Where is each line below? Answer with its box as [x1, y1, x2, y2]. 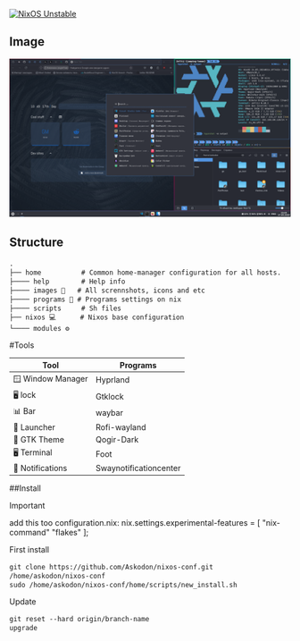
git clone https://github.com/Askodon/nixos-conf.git [9, 562, 214, 571]
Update [9, 595, 37, 607]
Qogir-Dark [95, 434, 139, 444]
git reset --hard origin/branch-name [9, 614, 150, 623]
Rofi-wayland [95, 421, 146, 433]
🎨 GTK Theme [12, 434, 65, 444]
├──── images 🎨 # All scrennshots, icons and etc [9, 286, 205, 295]
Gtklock [95, 391, 124, 401]
